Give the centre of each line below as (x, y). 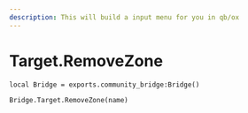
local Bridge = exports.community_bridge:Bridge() (105, 85)
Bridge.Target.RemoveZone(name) (69, 100)
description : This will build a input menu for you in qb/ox (124, 17)
